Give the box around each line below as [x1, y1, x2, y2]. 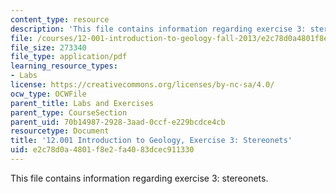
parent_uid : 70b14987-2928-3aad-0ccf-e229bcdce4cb [10, 117, 226, 127]
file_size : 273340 [10, 42, 87, 53]
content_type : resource [10, 14, 110, 25]
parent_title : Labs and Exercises [10, 98, 155, 108]
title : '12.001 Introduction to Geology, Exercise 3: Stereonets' [10, 136, 293, 146]
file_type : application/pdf [10, 52, 128, 62]
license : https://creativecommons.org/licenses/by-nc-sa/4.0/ [10, 80, 275, 90]
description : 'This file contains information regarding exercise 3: [10, 24, 307, 34]
